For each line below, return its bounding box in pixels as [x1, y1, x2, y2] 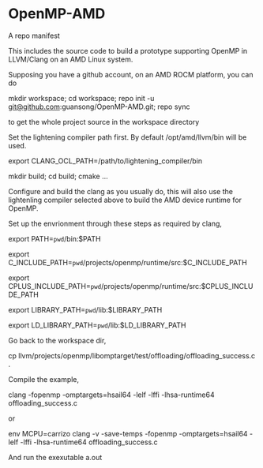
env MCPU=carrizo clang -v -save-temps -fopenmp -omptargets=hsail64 [8, 429, 248, 438]
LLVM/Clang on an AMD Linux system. [8, 54, 133, 64]
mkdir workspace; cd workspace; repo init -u [8, 93, 155, 103]
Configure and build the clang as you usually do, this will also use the [8, 186, 233, 196]
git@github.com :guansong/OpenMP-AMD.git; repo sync [8, 102, 190, 111]
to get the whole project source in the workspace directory [8, 117, 200, 126]
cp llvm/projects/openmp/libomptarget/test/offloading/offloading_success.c [8, 350, 256, 360]
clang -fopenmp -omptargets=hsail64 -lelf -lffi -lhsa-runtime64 [8, 390, 215, 399]
